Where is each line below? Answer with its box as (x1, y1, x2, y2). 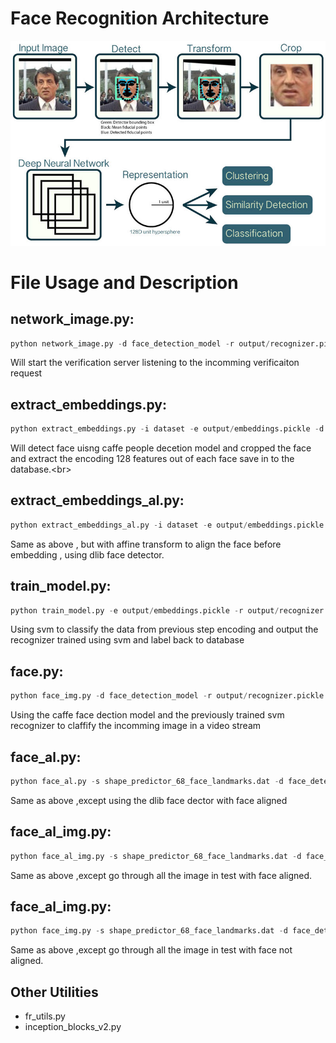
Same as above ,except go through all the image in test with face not (10, 944, 293, 956)
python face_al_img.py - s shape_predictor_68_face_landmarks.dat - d (10, 851, 302, 861)
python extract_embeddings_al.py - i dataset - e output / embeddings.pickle (10, 520, 325, 530)
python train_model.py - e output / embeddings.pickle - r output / (10, 605, 280, 616)
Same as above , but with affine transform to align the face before (10, 538, 282, 550)
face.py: (10, 663, 64, 680)
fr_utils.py (24, 1010, 66, 1022)
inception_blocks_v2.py (24, 1021, 122, 1033)
